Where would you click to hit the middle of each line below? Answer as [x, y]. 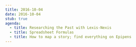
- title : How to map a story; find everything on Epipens [71, 37]
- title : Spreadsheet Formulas [42, 32]
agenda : [13, 23]
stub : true [16, 19]
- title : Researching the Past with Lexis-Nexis [61, 28]
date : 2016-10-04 [23, 14]
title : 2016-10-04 [24, 10]
